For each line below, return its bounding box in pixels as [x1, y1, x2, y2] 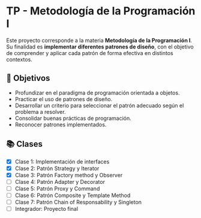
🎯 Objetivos [6, 73, 50, 83]
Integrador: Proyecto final [14, 205, 79, 212]
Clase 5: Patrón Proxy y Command [14, 184, 100, 192]
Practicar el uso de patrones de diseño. [14, 95, 113, 102]
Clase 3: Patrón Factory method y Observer [14, 171, 123, 178]
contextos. [6, 56, 33, 63]
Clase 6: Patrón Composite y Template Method [14, 192, 131, 199]
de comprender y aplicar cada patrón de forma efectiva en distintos [6, 49, 173, 56]
